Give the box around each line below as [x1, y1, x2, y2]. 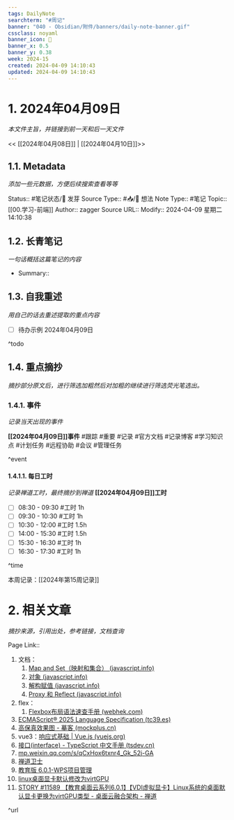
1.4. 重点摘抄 [8, 362, 63, 373]
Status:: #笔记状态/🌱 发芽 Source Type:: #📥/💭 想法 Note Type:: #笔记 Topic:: [8, 194, 228, 203]
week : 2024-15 [8, 56, 49, 63]
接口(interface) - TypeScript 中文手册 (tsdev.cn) [17, 741, 155, 749]
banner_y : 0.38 [8, 49, 52, 56]
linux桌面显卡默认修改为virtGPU [17, 774, 109, 782]
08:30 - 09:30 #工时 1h [17, 503, 84, 512]
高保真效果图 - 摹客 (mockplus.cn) [17, 723, 117, 732]
